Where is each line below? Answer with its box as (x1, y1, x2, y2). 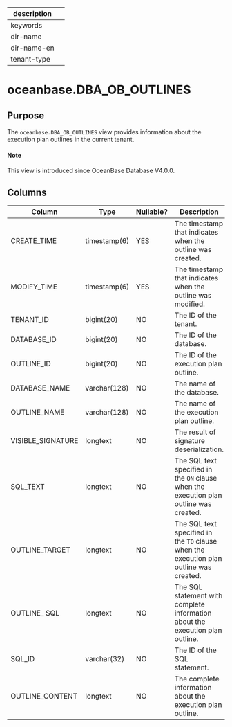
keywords (10, 21, 43, 30)
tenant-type (10, 55, 50, 64)
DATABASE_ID (10, 335, 57, 345)
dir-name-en (10, 43, 55, 53)
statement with (174, 591, 223, 601)
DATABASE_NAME (10, 384, 70, 393)
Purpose (7, 109, 45, 121)
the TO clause (174, 537, 217, 546)
